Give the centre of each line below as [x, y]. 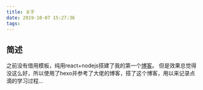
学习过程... [30, 81]
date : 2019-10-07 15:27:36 [41, 18]
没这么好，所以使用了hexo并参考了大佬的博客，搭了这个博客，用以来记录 [98, 73]
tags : [13, 23]
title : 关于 [20, 12]
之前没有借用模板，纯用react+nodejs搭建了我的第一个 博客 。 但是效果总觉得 [102, 66]
